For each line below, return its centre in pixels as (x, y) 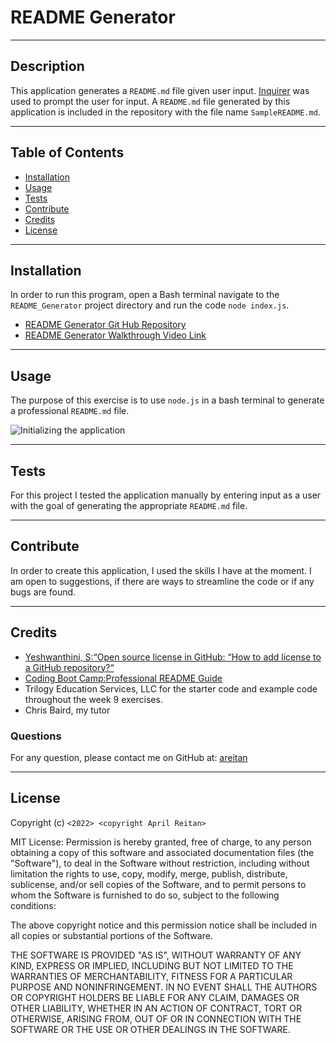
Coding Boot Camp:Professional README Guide (123, 678)
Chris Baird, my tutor (67, 710)
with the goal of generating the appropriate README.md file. (129, 505)
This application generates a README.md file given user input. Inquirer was (160, 90)
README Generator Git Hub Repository (105, 325)
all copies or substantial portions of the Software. (111, 935)
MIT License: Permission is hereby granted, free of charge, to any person (161, 842)
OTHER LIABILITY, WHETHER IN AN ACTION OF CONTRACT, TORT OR (156, 1008)
